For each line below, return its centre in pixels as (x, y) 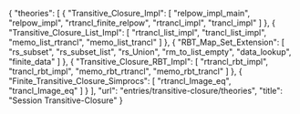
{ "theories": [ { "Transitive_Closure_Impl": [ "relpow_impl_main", (129, 13)
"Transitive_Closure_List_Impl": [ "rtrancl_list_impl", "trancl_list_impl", (138, 32)
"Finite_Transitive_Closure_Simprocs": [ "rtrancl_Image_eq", (120, 81)
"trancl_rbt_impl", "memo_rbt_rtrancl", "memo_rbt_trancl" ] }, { (125, 71)
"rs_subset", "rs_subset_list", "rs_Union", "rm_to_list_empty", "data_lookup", (150, 52)
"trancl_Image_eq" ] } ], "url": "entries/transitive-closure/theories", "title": (146, 91)
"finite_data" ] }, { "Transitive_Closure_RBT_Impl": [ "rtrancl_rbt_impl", (139, 62)
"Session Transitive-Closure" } (66, 100)
